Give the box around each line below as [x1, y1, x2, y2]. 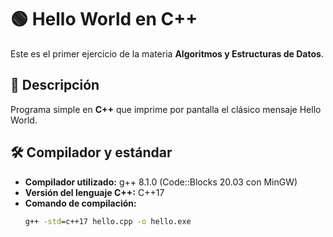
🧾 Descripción [10, 77, 100, 94]
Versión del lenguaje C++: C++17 [24, 186, 165, 198]
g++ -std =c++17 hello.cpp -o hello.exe [24, 216, 192, 226]
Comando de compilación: [24, 197, 137, 209]
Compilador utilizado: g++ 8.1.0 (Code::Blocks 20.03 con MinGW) [24, 176, 298, 188]
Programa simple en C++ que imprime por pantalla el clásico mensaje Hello [10, 103, 322, 115]
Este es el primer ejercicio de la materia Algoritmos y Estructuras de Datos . [10, 47, 324, 60]
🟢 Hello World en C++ [10, 8, 198, 31]
